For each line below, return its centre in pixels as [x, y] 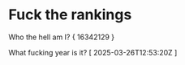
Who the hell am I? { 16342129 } [62, 37]
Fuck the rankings [70, 15]
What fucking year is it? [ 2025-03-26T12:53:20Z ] [93, 52]
